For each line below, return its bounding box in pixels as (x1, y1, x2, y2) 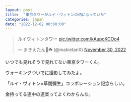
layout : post (5, 7, 33, 13)
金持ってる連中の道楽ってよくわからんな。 (5, 91, 93, 97)
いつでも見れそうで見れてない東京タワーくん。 (5, 59, 102, 65)
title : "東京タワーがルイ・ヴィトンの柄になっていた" (5, 12, 107, 17)
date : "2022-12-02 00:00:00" (5, 21, 67, 27)
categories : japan (5, 17, 44, 22)
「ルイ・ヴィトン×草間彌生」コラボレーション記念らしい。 (5, 80, 127, 86)
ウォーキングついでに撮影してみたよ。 (5, 70, 85, 76)
